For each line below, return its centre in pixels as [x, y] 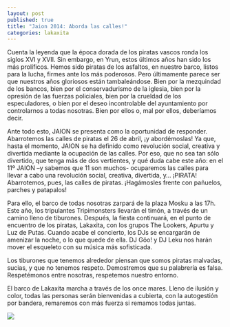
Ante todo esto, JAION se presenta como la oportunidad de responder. [107, 131]
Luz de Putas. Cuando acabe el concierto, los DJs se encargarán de [104, 233]
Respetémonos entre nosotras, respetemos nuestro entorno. [93, 275]
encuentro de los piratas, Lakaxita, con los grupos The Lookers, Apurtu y [111, 225]
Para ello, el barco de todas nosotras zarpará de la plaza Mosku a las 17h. [111, 203]
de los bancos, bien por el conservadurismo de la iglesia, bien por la [104, 89]
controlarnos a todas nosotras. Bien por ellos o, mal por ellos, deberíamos [112, 111]
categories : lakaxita [38, 33]
